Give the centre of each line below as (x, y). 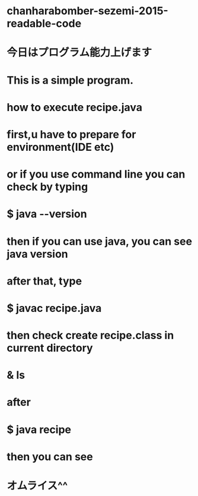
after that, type (44, 281)
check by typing (47, 187)
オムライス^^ (37, 486)
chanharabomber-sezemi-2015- (87, 11)
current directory (50, 348)
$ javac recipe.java (54, 308)
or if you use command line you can (96, 174)
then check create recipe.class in (90, 335)
